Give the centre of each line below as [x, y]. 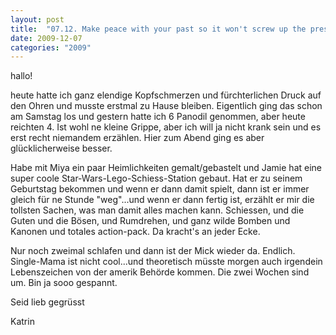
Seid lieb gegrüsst [47, 302]
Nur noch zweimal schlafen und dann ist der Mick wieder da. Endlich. [153, 251]
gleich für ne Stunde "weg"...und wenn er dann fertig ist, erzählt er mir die [162, 200]
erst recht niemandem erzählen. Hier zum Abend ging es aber [137, 138]
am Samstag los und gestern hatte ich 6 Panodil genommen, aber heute [158, 117]
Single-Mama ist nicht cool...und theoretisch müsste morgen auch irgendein [166, 262]
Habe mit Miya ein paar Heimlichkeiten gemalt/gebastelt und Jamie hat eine [166, 168]
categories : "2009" [51, 47]
